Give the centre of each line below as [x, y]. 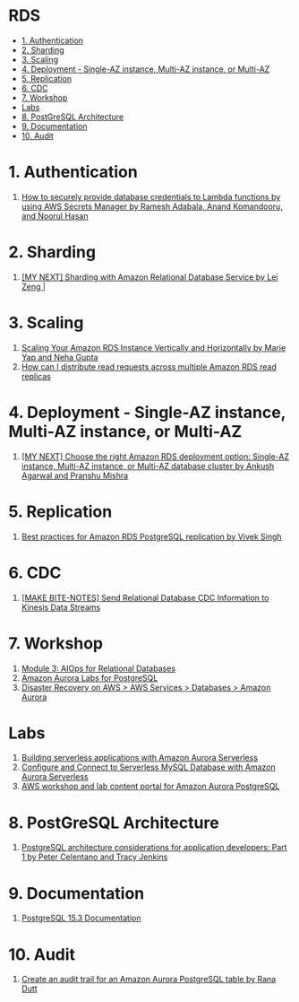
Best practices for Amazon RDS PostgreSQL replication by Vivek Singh [152, 536]
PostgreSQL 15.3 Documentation [81, 918]
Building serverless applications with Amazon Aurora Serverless [140, 758]
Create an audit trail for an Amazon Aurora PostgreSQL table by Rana [149, 980]
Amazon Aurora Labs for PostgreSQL [90, 677]
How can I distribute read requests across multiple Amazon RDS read [149, 366]
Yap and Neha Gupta [60, 357]
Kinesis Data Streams [61, 607]
